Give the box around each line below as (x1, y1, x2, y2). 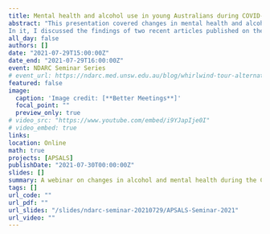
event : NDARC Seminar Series (8, 64, 106, 72)
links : (8, 131, 31, 139)
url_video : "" (8, 214, 56, 222)
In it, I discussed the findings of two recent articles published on (8, 27, 250, 35)
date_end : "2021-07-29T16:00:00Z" (8, 57, 125, 65)
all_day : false (8, 34, 59, 43)
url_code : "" (8, 191, 52, 199)
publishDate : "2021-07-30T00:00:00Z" (8, 162, 135, 170)
